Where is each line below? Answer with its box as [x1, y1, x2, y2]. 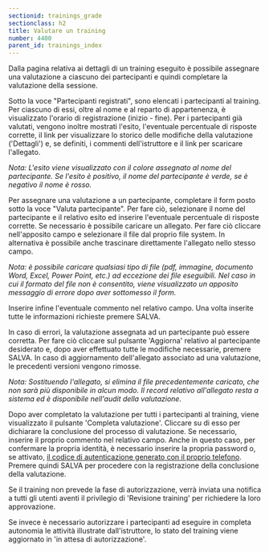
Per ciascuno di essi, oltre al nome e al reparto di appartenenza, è [8, 105, 226, 115]
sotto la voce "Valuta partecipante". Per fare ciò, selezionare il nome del [8, 204, 247, 213]
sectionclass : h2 [8, 19, 67, 27]
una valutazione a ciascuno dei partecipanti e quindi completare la [8, 72, 228, 82]
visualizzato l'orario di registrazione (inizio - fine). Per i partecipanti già [8, 113, 243, 123]
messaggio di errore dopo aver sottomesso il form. [8, 288, 177, 298]
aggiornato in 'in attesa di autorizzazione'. [8, 534, 147, 544]
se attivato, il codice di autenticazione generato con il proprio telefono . [8, 453, 243, 462]
